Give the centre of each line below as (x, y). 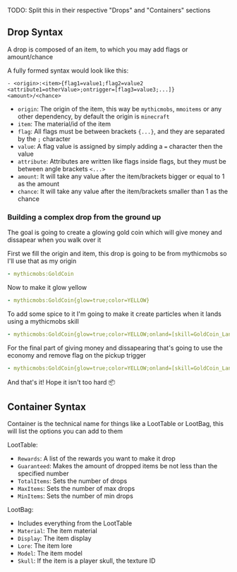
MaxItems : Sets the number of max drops (76, 489)
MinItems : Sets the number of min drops (75, 496)
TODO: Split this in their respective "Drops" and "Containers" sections (109, 10)
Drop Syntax (35, 32)
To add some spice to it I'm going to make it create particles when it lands (115, 314)
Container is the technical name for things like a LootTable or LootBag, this (116, 424)
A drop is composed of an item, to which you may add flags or (98, 49)
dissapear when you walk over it (54, 240)
